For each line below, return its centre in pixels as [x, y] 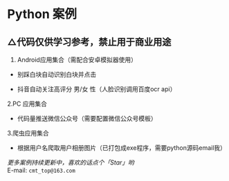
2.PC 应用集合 [27, 104]
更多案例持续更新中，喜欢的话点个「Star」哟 [71, 162]
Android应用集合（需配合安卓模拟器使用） [77, 60]
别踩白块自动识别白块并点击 [57, 74]
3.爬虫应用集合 [28, 133]
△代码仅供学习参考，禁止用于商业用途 [89, 42]
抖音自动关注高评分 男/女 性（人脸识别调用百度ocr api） [97, 89]
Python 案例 [42, 14]
